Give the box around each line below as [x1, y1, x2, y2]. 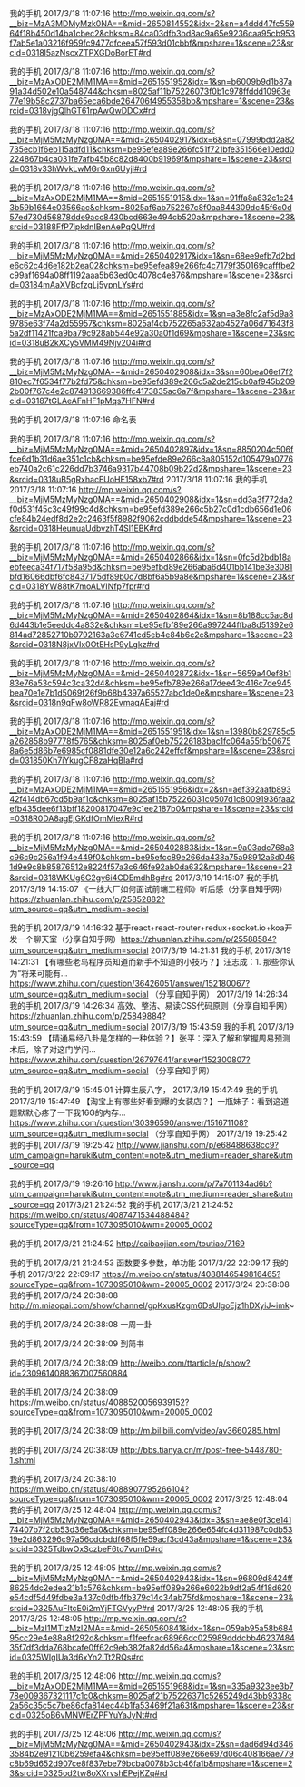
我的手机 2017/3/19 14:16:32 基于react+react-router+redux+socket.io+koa [9, 922, 285, 933]
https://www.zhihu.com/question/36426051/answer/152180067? [9, 978, 251, 989]
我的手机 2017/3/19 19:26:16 [9, 1178, 113, 1189]
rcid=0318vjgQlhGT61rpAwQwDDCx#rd [9, 106, 156, 116]
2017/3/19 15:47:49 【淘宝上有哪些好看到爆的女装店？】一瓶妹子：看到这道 [9, 1096, 290, 1106]
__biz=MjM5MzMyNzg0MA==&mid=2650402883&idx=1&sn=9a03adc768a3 [9, 842, 295, 853]
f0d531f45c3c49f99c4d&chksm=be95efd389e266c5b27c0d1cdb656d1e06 [9, 503, 292, 514]
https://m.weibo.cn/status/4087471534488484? [9, 1210, 190, 1220]
